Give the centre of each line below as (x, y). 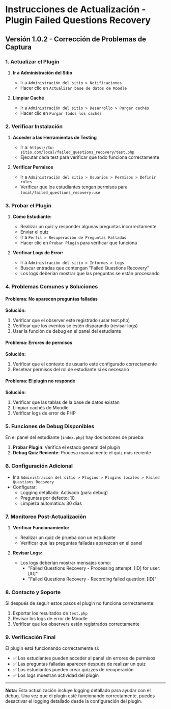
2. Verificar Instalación (34, 126)
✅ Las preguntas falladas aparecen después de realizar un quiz (79, 664)
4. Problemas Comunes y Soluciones (52, 287)
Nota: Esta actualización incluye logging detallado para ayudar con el (78, 691)
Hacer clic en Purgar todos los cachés (61, 113)
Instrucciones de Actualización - (76, 9)
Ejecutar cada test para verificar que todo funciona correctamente (90, 157)
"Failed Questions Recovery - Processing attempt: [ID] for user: (94, 568)
